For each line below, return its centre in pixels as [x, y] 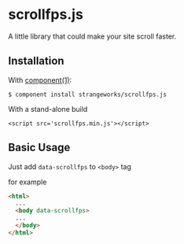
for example [28, 182]
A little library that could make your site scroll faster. [92, 36]
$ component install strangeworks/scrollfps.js [88, 94]
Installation [36, 61]
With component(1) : [40, 79]
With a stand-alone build [48, 109]
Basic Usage [39, 148]
